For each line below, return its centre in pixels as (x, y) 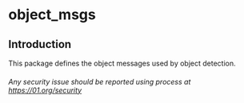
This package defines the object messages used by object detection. (122, 63)
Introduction (40, 44)
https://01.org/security (45, 90)
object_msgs (52, 15)
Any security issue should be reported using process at (100, 81)
